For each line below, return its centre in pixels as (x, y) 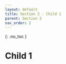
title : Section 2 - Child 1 (33, 14)
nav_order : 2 (18, 23)
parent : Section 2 (23, 18)
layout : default (21, 9)
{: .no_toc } (16, 37)
